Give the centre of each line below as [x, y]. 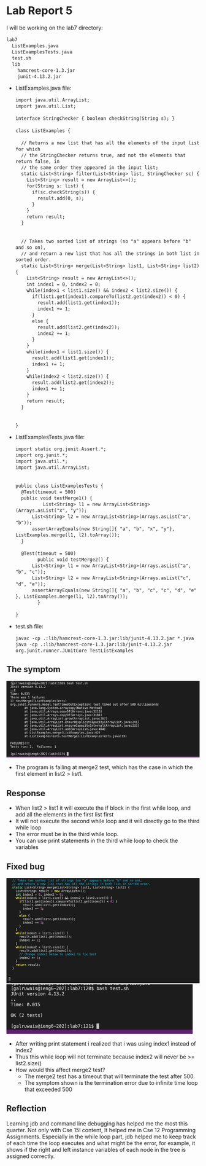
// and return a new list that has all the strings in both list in [110, 253]
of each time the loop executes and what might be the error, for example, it [101, 1143]
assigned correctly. [31, 1156]
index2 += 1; [54, 333]
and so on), [30, 247]
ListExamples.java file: [43, 88]
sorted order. [33, 260]
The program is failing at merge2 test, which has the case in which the [104, 767]
